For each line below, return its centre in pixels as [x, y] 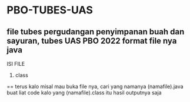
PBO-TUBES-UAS [50, 10]
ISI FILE [16, 64]
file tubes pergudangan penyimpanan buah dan [96, 32]
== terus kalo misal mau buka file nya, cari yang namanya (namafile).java [95, 86]
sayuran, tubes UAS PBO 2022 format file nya [92, 41]
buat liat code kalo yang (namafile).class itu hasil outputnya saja [84, 93]
